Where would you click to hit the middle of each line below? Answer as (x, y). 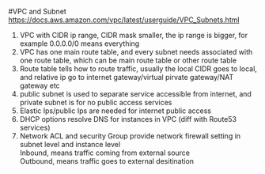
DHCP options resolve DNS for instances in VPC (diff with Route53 (128, 119)
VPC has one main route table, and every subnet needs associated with (136, 52)
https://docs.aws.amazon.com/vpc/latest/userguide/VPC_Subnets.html (124, 20)
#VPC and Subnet (38, 11)
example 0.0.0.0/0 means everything (79, 43)
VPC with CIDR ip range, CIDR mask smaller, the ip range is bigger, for (134, 35)
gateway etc (40, 85)
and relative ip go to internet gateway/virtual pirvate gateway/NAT (127, 77)
